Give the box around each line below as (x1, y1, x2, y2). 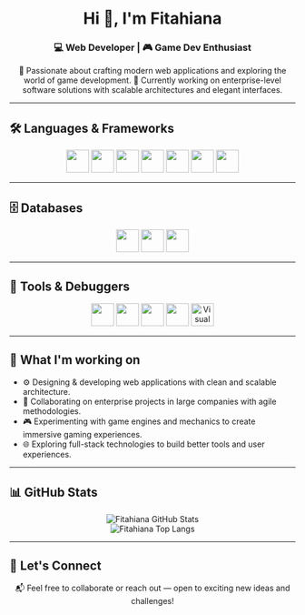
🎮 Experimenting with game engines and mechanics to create (22, 416, 256, 427)
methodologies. (22, 405, 82, 417)
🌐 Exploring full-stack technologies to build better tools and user (22, 439, 265, 449)
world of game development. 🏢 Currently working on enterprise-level (24, 75, 281, 86)
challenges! (131, 596, 174, 607)
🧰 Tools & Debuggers (9, 278, 130, 294)
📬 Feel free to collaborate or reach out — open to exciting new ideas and (15, 582, 290, 594)
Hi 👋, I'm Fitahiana (83, 8, 222, 29)
